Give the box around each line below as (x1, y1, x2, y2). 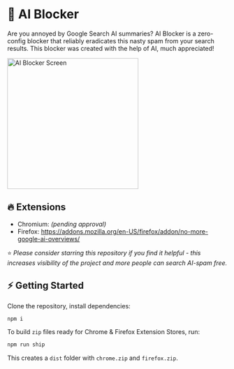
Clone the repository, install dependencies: (7, 301, 131, 310)
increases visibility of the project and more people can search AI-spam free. (7, 258, 228, 267)
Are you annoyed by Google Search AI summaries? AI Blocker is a (7, 29, 197, 38)
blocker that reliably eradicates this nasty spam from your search (27, 36, 215, 45)
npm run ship (7, 341, 45, 348)
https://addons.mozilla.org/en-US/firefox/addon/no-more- (41, 227, 208, 236)
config (7, 36, 26, 45)
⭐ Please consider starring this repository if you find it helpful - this (7, 248, 201, 257)
